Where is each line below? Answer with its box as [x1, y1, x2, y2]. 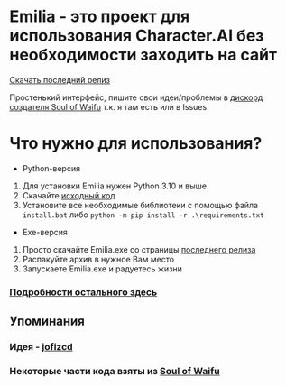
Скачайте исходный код [22, 189, 115, 200]
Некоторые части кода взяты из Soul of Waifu [9, 365, 220, 378]
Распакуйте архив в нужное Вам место [22, 253, 174, 264]
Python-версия [22, 162, 81, 173]
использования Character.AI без [9, 25, 264, 46]
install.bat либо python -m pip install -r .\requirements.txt [22, 209, 264, 220]
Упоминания [9, 314, 86, 329]
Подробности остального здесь [9, 286, 158, 299]
